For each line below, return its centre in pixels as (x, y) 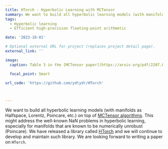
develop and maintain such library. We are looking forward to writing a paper (84, 137)
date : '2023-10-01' (25, 37)
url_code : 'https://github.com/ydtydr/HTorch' (54, 83)
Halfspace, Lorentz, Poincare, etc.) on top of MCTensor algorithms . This (79, 115)
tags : (11, 19)
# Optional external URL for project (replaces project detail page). (80, 46)
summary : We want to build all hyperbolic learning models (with (74, 14)
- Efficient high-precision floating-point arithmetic (68, 28)
